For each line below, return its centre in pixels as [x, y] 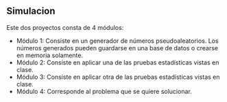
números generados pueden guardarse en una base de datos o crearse [117, 48]
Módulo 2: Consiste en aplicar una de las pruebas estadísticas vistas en [118, 62]
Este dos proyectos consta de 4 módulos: [65, 27]
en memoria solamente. [50, 55]
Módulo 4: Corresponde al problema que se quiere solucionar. [104, 91]
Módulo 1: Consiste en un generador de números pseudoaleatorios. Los [117, 41]
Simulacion [31, 11]
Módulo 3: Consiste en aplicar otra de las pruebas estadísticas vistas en [118, 77]
